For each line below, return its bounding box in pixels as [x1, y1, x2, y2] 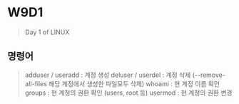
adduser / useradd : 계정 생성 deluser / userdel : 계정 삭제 [24, 71, 191, 79]
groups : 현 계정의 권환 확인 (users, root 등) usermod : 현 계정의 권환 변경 [24, 88, 233, 97]
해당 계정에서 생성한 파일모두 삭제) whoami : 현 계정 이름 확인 [49, 79, 220, 88]
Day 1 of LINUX [24, 28, 70, 36]
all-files [24, 79, 48, 88]
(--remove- [192, 71, 226, 79]
